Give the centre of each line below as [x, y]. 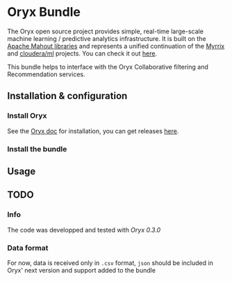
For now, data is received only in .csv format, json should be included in [110, 263]
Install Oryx [27, 116]
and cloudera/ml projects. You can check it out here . [82, 53]
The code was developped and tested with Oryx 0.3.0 [84, 230]
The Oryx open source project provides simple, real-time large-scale [105, 31]
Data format [28, 248]
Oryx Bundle [44, 12]
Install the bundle [37, 148]
